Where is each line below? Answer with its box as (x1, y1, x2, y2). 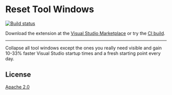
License (5, 70, 31, 79)
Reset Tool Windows (5, 4, 95, 15)
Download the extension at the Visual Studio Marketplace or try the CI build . (5, 30, 165, 36)
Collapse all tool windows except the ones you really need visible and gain (5, 45, 162, 51)
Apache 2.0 (5, 84, 30, 90)
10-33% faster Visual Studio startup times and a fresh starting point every (5, 50, 161, 56)
